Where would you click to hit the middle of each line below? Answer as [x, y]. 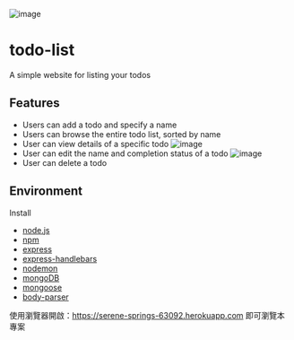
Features [35, 103]
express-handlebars [60, 258]
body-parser [45, 297]
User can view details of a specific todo [95, 144]
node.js [36, 230]
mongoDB [41, 277]
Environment [46, 192]
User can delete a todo [65, 162]
